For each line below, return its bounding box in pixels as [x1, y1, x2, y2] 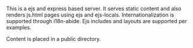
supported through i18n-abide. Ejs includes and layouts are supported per [6, 18, 188, 24]
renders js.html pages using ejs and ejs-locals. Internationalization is [6, 11, 175, 18]
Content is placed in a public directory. [6, 36, 101, 42]
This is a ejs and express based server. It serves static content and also [6, 5, 182, 12]
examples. [6, 24, 32, 31]
